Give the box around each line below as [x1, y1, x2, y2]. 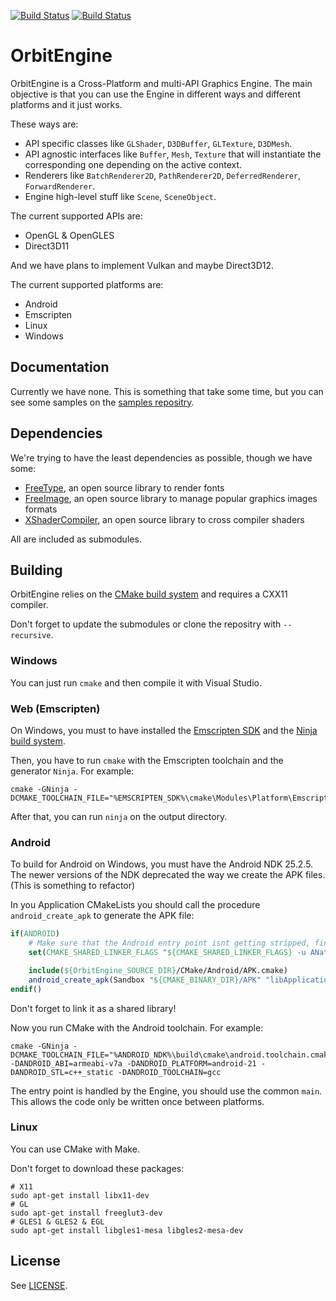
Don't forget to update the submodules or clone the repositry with [10, 618, 282, 630]
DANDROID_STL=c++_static [10, 1067, 114, 1077]
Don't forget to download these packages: [10, 1162, 185, 1174]
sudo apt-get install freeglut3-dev [10, 1208, 163, 1218]
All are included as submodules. [10, 533, 142, 545]
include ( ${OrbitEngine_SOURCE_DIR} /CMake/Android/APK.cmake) [28, 965, 288, 975]
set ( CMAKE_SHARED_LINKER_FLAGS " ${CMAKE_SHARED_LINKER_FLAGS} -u [28, 948, 307, 958]
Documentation [10, 359, 110, 376]
